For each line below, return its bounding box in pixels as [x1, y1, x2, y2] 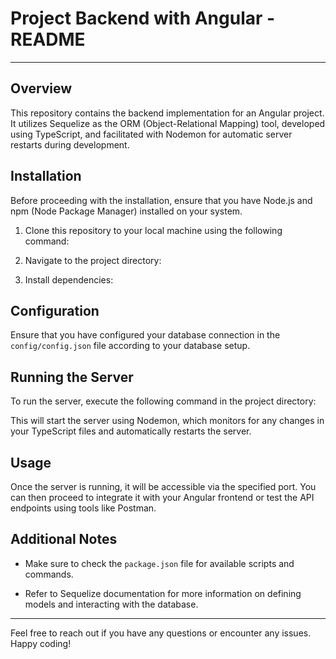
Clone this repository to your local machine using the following [24, 224, 283, 236]
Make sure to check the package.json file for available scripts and [24, 557, 295, 569]
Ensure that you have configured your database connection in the [10, 329, 281, 341]
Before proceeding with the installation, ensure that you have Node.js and [10, 194, 313, 206]
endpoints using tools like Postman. [10, 502, 157, 514]
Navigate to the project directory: [24, 254, 162, 266]
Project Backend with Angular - [10, 7, 276, 30]
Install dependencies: [24, 273, 114, 286]
